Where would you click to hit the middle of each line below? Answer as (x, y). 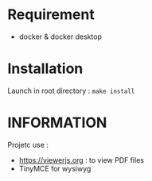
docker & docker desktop (60, 37)
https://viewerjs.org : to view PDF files (82, 160)
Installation (45, 69)
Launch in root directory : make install (71, 90)
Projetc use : (28, 144)
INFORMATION (57, 123)
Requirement (51, 15)
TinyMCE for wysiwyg (55, 168)
